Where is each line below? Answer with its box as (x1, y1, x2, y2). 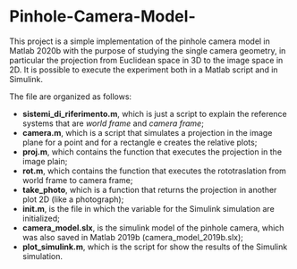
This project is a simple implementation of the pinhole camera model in (9, 36, 271, 46)
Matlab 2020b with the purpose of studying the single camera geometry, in (9, 45, 286, 55)
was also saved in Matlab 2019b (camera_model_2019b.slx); (21, 231, 244, 242)
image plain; (21, 156, 68, 166)
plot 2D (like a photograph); (21, 194, 124, 205)
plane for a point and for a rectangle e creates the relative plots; (21, 137, 258, 147)
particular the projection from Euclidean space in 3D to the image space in (9, 55, 284, 65)
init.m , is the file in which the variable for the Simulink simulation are (21, 203, 275, 214)
